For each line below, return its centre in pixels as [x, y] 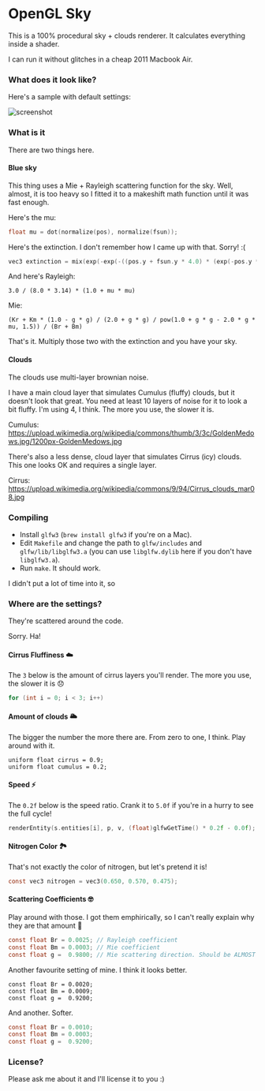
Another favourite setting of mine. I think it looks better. [98, 970]
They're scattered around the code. [66, 621]
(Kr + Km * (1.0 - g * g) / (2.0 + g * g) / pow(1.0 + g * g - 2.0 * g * [132, 320]
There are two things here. [51, 150]
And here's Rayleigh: [42, 276]
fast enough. [29, 202]
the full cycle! [30, 813]
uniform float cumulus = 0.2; [58, 767]
